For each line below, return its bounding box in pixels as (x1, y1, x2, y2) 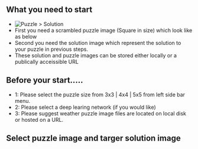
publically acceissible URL (14, 58, 79, 65)
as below (14, 33, 37, 40)
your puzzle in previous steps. (14, 46, 89, 53)
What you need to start (6, 5, 93, 15)
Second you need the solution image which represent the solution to (14, 39, 181, 46)
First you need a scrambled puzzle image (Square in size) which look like (14, 27, 193, 34)
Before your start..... (6, 75, 83, 85)
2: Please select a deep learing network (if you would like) (14, 103, 157, 111)
